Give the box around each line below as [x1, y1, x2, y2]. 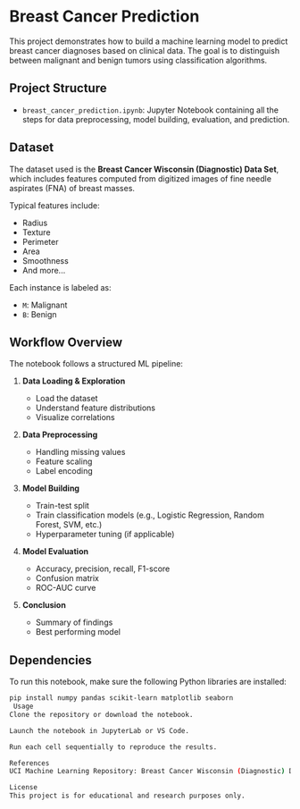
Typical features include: [9, 199, 100, 211]
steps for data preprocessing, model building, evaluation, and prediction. [21, 114, 290, 124]
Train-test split [35, 501, 89, 511]
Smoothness [21, 255, 69, 265]
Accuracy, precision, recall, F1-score [35, 563, 171, 574]
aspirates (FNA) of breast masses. [9, 182, 136, 193]
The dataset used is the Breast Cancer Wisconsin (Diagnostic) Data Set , [9, 164, 279, 174]
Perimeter [21, 236, 59, 247]
